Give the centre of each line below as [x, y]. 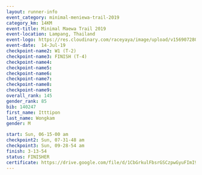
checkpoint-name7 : [29, 79]
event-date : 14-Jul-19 [36, 46]
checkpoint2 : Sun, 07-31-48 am [45, 140]
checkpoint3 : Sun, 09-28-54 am [45, 146]
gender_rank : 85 [26, 101]
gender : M [19, 124]
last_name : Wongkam [31, 118]
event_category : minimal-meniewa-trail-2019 [63, 17]
